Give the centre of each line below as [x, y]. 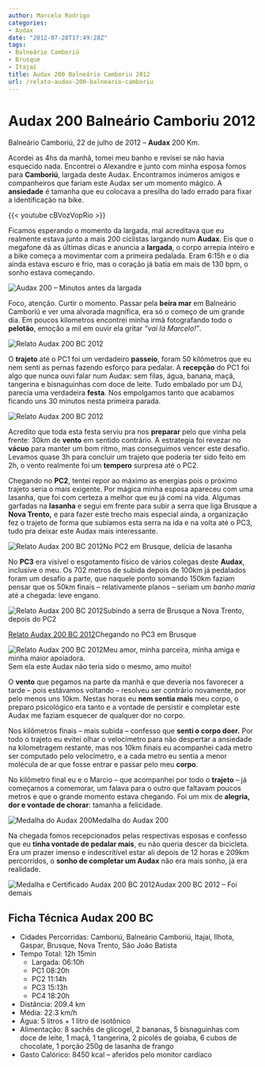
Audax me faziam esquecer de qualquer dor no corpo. [97, 716]
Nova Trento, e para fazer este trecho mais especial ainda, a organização [128, 514]
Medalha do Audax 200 [130, 820]
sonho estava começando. [51, 273]
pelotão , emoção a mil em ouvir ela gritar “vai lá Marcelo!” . [105, 328]
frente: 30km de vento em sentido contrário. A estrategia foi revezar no [125, 441]
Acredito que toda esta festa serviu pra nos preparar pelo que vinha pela [127, 432]
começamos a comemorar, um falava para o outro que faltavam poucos [125, 789]
